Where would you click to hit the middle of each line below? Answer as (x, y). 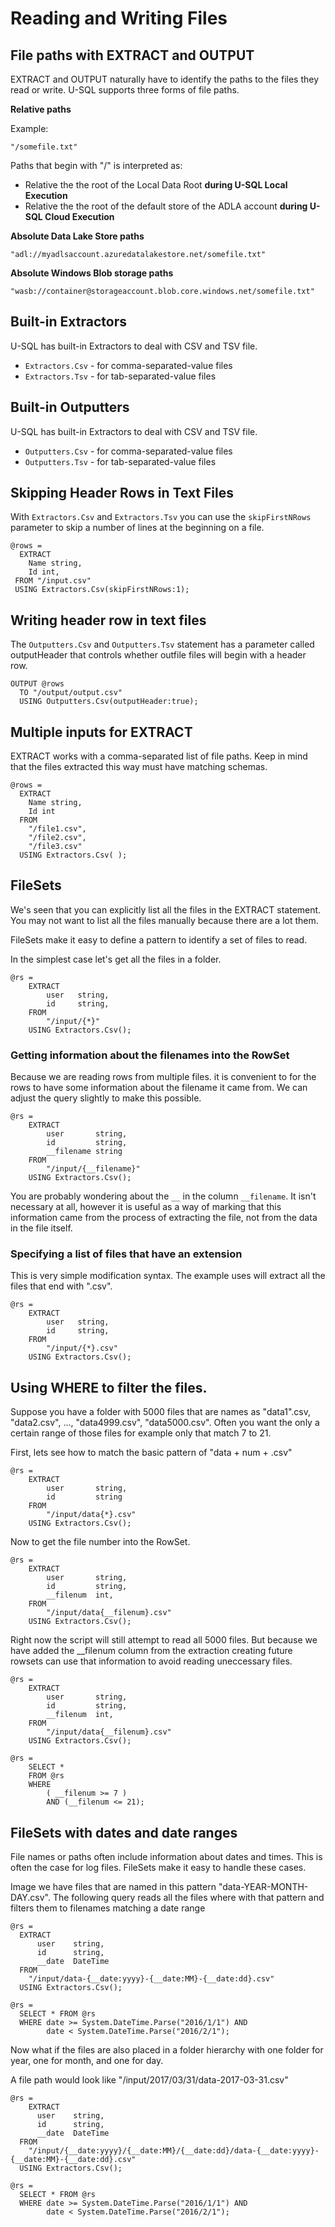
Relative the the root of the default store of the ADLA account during (166, 206)
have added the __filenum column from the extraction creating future (151, 1651)
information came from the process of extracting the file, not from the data (164, 1218)
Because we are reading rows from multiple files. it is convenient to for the (163, 1077)
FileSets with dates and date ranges (124, 1832)
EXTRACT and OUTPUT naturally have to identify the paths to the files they (165, 79)
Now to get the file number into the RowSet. (100, 1542)
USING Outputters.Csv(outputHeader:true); (109, 702)
